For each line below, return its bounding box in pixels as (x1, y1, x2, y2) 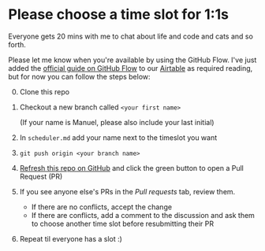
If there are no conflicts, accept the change (31, 202, 172, 212)
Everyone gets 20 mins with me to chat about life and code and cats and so (8, 31, 254, 41)
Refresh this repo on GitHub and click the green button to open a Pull (19, 163, 244, 172)
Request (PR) (19, 172, 63, 181)
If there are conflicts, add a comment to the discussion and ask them (31, 210, 255, 220)
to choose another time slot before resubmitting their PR (31, 219, 215, 228)
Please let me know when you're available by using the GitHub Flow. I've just (8, 55, 257, 65)
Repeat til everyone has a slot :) (19, 234, 122, 243)
